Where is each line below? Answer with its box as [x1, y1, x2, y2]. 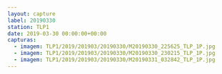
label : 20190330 [7, 17, 56, 24]
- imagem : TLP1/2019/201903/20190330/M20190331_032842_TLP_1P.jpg [14, 56, 216, 63]
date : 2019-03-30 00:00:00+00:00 [7, 30, 107, 37]
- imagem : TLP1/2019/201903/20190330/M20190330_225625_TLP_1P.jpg [14, 43, 216, 50]
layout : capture [7, 10, 56, 18]
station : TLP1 [7, 23, 50, 30]
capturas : [7, 37, 37, 44]
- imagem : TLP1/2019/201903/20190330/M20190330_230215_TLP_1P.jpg [14, 50, 216, 57]
